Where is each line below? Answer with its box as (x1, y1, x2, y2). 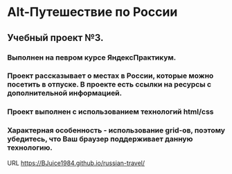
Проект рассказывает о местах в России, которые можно (7, 71, 214, 80)
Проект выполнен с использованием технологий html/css (7, 107, 214, 116)
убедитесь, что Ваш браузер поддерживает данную (7, 134, 193, 144)
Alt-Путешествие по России (7, 4, 178, 20)
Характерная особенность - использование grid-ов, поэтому (7, 125, 226, 135)
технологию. (7, 143, 53, 153)
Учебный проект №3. (7, 32, 104, 44)
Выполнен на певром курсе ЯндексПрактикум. (7, 53, 177, 62)
